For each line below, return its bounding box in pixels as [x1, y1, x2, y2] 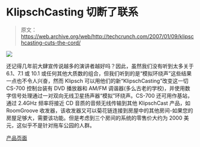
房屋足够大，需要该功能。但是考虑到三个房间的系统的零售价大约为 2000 [6, 114, 183, 122]
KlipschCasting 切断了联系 [6, 5, 139, 19]
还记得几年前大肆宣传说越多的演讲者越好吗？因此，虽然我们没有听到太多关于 [6, 62, 194, 69]
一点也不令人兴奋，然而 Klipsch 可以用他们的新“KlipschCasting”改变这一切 [6, 77, 189, 84]
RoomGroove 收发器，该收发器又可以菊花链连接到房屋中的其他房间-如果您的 [6, 107, 193, 114]
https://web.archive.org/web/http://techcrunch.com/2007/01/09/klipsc [20, 33, 194, 40]
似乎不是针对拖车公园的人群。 [21, 122, 95, 129]
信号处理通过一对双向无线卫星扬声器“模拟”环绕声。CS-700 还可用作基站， [11, 92, 193, 99]
